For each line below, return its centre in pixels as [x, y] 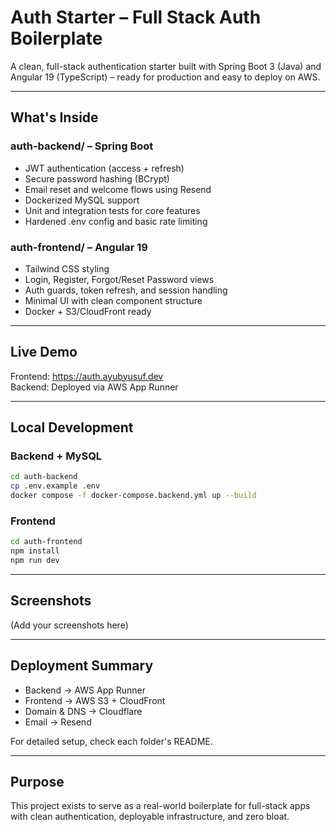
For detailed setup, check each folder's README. [111, 741]
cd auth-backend [44, 477]
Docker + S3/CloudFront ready [88, 311]
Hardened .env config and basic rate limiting [116, 221]
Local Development [72, 427]
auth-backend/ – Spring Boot [82, 146]
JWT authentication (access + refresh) [104, 168]
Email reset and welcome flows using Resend [118, 189]
